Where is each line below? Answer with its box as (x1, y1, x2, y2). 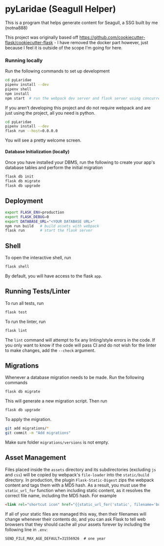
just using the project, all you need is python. (5, 110, 96, 116)
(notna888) (5, 25, 28, 30)
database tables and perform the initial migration (5, 165, 103, 171)
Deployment (5, 197, 43, 205)
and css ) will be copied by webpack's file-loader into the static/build (5, 472, 150, 477)
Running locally (5, 57, 43, 64)
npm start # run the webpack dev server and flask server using (5, 96, 141, 101)
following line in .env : (5, 526, 48, 532)
